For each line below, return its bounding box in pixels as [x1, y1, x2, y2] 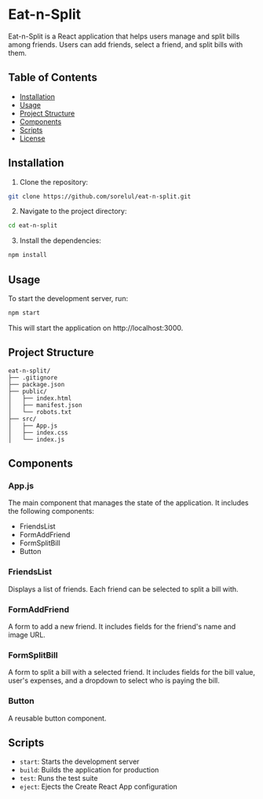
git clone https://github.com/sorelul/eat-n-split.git [8, 192, 192, 200]
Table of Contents [8, 71, 98, 84]
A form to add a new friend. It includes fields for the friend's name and [8, 621, 236, 631]
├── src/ [8, 415, 37, 423]
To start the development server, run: [8, 294, 128, 303]
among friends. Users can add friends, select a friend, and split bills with [8, 39, 243, 49]
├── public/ [8, 387, 47, 395]
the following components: [8, 507, 94, 516]
